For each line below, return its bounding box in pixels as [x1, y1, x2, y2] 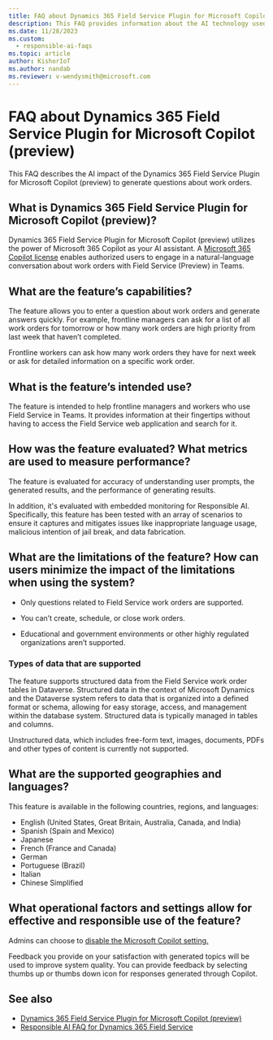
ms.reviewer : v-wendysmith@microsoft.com [8, 72, 151, 80]
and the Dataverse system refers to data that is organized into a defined [8, 693, 249, 703]
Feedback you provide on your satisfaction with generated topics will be [8, 951, 250, 961]
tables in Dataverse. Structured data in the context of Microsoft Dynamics [8, 684, 255, 695]
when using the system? [8, 576, 136, 590]
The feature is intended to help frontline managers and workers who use [8, 401, 250, 411]
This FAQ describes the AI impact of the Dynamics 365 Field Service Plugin [8, 168, 260, 179]
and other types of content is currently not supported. [8, 743, 189, 753]
